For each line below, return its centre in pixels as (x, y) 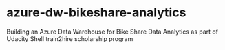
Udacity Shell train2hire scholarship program (70, 38)
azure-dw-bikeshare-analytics (96, 13)
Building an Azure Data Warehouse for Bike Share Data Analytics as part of (112, 32)
